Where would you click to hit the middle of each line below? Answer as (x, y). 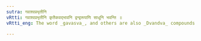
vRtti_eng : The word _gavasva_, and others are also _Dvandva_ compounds (101, 23)
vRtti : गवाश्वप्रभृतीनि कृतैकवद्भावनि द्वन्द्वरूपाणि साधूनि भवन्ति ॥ (64, 17)
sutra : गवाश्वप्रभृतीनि (26, 12)
